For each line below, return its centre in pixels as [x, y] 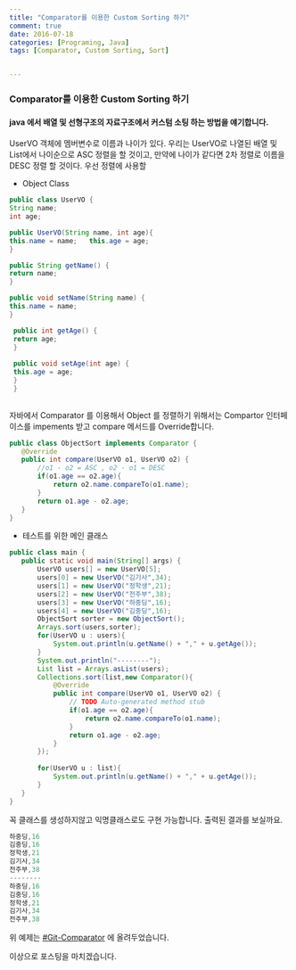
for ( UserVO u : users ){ [81, 636]
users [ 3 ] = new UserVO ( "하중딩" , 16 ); [104, 603]
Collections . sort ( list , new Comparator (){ [115, 677]
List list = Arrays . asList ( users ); [103, 669]
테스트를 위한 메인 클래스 [65, 536]
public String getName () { [59, 265]
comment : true [36, 26]
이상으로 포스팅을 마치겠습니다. [63, 957]
